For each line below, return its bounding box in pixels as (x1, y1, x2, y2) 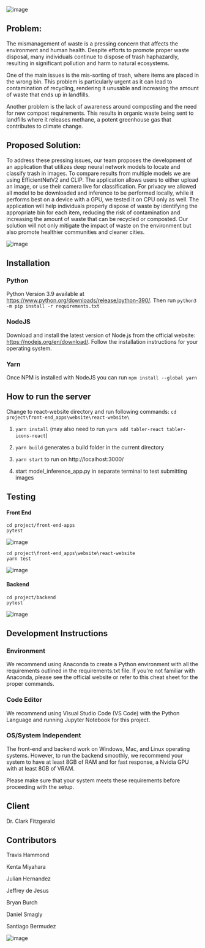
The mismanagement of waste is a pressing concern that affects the (6, 40, 179, 47)
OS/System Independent (6, 731, 81, 740)
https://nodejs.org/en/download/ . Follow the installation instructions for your (6, 338, 198, 345)
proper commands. (6, 680, 54, 688)
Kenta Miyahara (6, 863, 46, 871)
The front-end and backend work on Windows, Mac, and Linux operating (6, 745, 190, 752)
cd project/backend (6, 594, 56, 600)
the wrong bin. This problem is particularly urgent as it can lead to (6, 77, 173, 85)
